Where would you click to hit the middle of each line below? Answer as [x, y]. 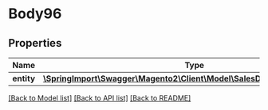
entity [24, 78]
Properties [35, 43]
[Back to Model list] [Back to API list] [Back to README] [100, 98]
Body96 [35, 14]
